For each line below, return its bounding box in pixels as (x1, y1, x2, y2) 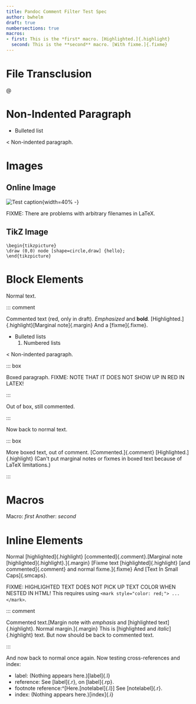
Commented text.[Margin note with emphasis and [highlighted (6, 619, 158, 626)
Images (6, 159, 43, 172)
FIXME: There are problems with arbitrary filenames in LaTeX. (6, 209, 155, 217)
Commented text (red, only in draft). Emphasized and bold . (6, 315, 149, 322)
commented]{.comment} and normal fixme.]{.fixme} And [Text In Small (6, 566, 178, 573)
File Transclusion (6, 67, 92, 80)
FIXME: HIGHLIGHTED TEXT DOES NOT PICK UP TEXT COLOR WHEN (6, 583, 176, 590)
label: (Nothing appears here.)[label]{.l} (14, 672, 110, 679)
